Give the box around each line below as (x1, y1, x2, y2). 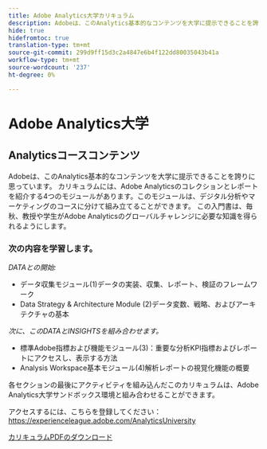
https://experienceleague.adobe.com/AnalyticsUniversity (8, 416, 196, 425)
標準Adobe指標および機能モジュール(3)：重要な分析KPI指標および (19, 343, 237, 353)
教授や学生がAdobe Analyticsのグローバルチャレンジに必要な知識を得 (22, 211, 251, 221)
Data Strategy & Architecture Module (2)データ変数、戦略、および (19, 299, 236, 309)
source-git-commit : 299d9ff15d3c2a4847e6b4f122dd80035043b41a (8, 49, 219, 57)
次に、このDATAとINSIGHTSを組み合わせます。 (8, 326, 163, 335)
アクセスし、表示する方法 (33, 353, 118, 362)
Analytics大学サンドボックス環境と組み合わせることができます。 (8, 389, 219, 399)
